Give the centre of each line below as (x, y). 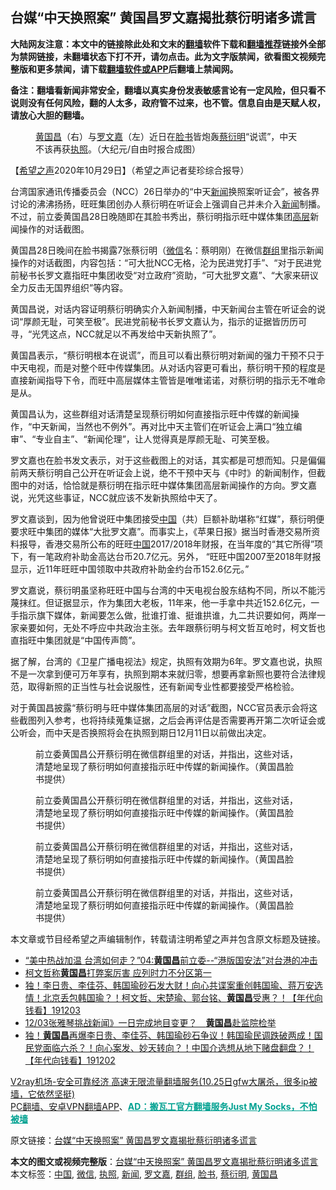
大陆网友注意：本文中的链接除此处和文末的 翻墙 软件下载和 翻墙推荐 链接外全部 (168, 44)
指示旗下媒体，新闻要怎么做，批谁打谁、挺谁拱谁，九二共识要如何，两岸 (167, 615)
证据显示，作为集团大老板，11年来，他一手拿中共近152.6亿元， (182, 602)
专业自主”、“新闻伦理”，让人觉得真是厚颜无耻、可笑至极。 (155, 439)
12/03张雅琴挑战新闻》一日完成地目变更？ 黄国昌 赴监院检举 (150, 1022)
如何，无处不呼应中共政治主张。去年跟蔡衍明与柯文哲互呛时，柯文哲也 (181, 627)
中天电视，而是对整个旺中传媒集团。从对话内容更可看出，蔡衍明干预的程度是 (168, 367)
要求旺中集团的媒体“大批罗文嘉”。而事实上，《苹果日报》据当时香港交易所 (161, 531)
